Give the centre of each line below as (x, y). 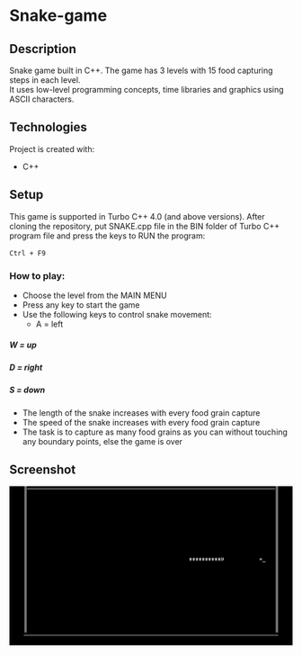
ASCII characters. (42, 99)
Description (43, 49)
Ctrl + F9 (28, 253)
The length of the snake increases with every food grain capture (141, 413)
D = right (26, 367)
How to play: (37, 275)
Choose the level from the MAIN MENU (95, 295)
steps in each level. (45, 80)
